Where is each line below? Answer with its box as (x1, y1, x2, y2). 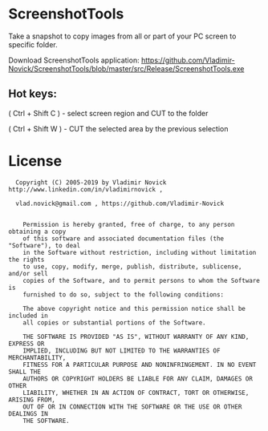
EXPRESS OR (8, 340, 45, 348)
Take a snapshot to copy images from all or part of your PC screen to (8, 31, 237, 41)
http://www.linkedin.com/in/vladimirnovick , (8, 185, 163, 193)
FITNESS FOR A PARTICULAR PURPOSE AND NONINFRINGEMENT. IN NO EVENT (22, 361, 257, 369)
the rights (8, 256, 45, 264)
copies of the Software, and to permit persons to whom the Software (22, 276, 261, 284)
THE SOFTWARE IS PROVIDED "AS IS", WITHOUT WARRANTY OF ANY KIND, (22, 332, 250, 340)
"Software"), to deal (8, 241, 81, 249)
